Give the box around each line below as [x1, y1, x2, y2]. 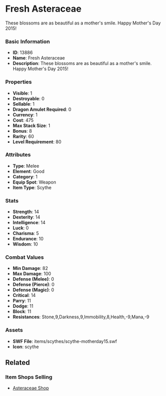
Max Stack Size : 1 [12, 123, 51, 129]
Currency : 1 [12, 111, 38, 117]
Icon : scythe [12, 344, 39, 350]
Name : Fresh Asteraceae [12, 55, 65, 61]
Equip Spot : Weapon [12, 179, 56, 185]
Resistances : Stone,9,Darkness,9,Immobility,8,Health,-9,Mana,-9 [12, 314, 150, 320]
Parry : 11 [12, 298, 31, 304]
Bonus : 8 [12, 128, 32, 134]
